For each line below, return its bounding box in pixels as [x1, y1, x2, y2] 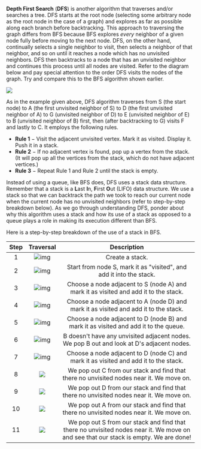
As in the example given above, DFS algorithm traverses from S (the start [6, 98, 187, 105]
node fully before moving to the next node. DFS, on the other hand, [6, 37, 172, 44]
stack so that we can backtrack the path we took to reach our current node [6, 191, 191, 199]
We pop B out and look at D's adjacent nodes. [62, 339, 191, 348]
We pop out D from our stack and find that [68, 384, 187, 392]
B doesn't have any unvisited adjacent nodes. [63, 332, 191, 340]
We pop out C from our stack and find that [68, 366, 187, 375]
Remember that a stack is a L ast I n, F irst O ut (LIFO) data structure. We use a [6, 185, 194, 192]
